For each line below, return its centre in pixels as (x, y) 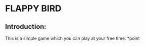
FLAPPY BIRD (33, 9)
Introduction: (26, 27)
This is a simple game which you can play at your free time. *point (72, 38)
